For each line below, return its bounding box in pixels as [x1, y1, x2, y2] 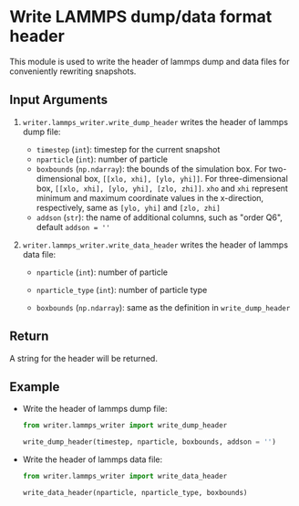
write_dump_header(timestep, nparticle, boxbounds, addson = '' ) [22, 437, 276, 447]
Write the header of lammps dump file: [22, 404, 168, 415]
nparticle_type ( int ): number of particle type [36, 284, 208, 295]
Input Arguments [9, 92, 108, 108]
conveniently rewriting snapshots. [9, 66, 137, 77]
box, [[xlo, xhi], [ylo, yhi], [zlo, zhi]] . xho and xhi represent [36, 183, 289, 194]
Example [9, 379, 60, 395]
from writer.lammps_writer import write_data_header [22, 472, 228, 481]
